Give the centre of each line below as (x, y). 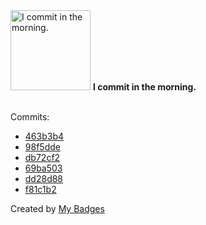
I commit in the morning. (144, 87)
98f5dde (42, 147)
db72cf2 (42, 157)
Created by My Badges (57, 208)
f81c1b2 (40, 189)
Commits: (30, 117)
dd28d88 (44, 178)
